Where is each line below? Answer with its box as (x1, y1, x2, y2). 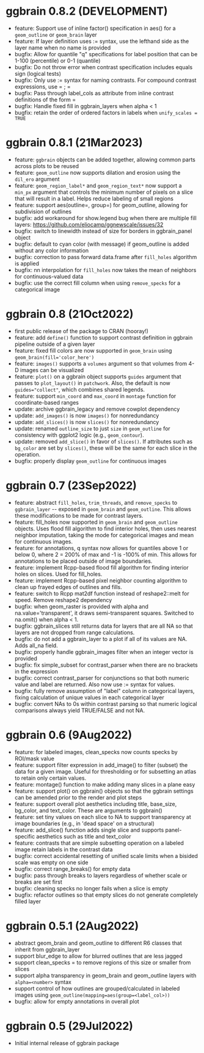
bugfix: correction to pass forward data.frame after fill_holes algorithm (14, 253, 197, 260)
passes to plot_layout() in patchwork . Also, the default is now (14, 379, 170, 386)
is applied (14, 260, 40, 267)
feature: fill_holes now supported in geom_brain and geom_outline (14, 518, 178, 526)
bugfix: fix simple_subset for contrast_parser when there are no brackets (14, 661, 198, 669)
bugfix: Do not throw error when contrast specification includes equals (14, 63, 193, 71)
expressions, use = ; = (14, 83, 71, 90)
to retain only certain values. (14, 774, 87, 782)
